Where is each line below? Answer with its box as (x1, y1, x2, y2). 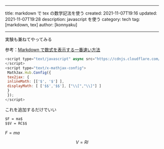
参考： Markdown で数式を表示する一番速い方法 (5, 47, 101, 53)
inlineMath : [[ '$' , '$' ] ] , (7, 79, 64, 84)
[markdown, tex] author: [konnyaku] (5, 22, 78, 27)
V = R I (75, 139, 89, 145)
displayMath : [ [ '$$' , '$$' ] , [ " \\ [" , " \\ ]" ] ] (7, 84, 102, 89)
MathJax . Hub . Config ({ (7, 70, 51, 75)
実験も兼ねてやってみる (5, 37, 52, 42)
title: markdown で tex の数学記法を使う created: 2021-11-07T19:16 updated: (5, 10, 158, 16)
